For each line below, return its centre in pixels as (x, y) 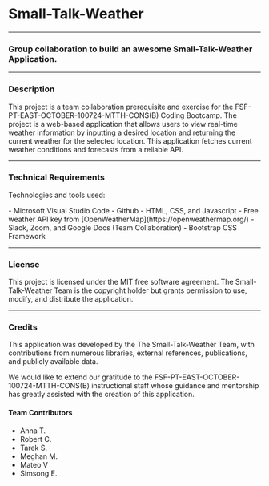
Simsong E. (38, 473)
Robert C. (36, 439)
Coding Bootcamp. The (199, 115)
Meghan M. (39, 456)
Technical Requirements (57, 177)
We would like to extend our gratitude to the (81, 377)
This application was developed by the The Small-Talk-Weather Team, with (131, 345)
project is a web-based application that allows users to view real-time (123, 124)
